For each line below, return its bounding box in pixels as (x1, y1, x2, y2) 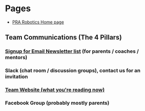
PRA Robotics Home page (12, 19, 64, 25)
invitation (5, 73, 28, 80)
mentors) (5, 54, 28, 61)
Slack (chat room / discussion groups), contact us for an (5, 67, 141, 74)
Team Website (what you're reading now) (5, 87, 105, 93)
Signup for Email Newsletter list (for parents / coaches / (5, 48, 139, 55)
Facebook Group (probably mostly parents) (5, 100, 109, 107)
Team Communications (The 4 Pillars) (5, 33, 122, 42)
